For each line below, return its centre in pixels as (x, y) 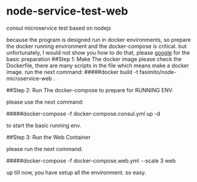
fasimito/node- (158, 72)
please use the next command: (45, 102)
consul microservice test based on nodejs (59, 28)
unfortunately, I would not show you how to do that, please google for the (98, 52)
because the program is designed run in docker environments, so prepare (99, 39)
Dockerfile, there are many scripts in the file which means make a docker (98, 66)
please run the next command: (45, 149)
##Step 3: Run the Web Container (49, 137)
